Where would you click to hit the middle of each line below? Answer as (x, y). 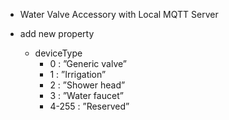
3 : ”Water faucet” (86, 95)
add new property (57, 33)
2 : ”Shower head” (87, 85)
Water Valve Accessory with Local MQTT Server (119, 14)
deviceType (58, 53)
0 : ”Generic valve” (88, 63)
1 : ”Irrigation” (78, 74)
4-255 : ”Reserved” (89, 106)
